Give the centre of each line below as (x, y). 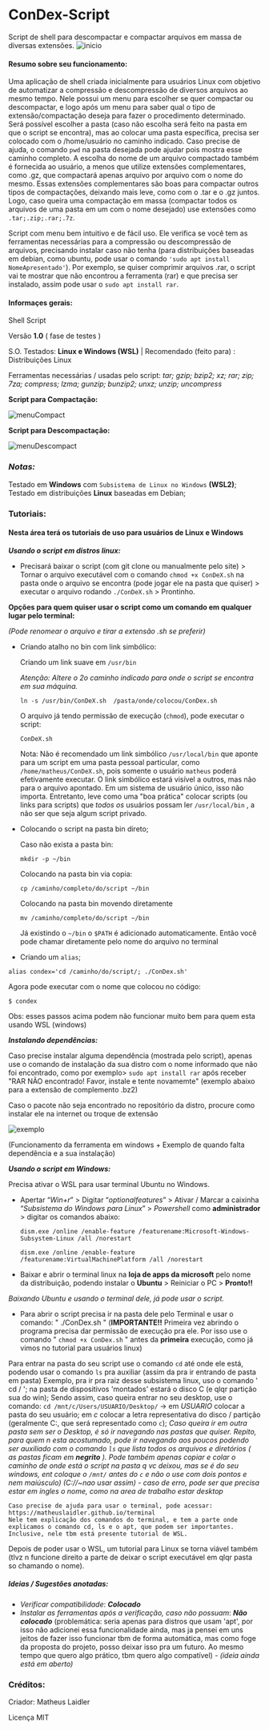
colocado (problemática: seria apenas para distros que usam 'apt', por (137, 1621)
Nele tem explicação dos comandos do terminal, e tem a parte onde (123, 1519)
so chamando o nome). (46, 1565)
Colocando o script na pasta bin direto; (84, 829)
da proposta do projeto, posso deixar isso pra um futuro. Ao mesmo (132, 1647)
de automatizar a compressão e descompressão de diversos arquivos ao (128, 91)
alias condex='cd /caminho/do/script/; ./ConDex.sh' (98, 972)
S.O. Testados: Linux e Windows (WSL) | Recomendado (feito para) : (122, 352)
